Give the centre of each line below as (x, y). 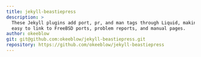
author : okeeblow (28, 34)
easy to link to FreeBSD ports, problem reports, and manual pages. (99, 28)
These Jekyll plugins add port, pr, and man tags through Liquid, (96, 23)
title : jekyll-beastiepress (41, 12)
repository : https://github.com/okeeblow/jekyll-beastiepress (85, 45)
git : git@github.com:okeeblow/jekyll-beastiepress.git (76, 39)
